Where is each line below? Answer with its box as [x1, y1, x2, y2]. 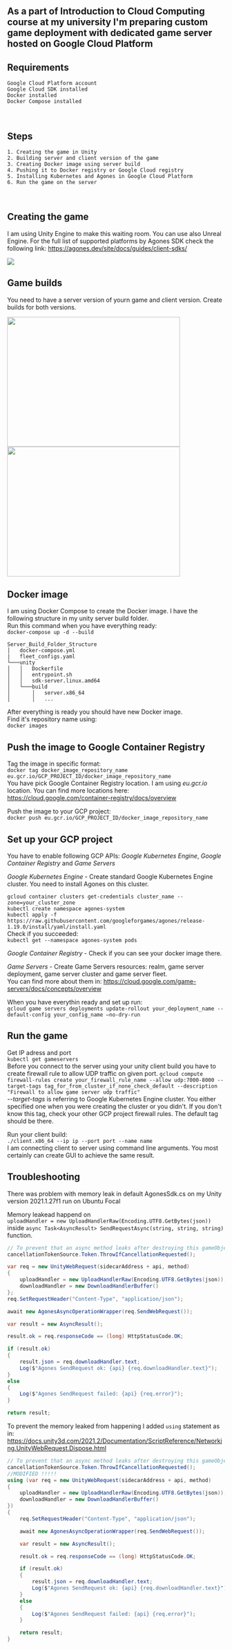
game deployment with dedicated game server [7, 27, 213, 39]
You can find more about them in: [7, 977, 102, 986]
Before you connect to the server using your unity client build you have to [7, 1062, 216, 1070]
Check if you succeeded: [7, 930, 79, 938]
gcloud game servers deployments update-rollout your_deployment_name [7, 1005, 215, 1013]
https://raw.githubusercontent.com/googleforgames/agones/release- [7, 917, 206, 925]
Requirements [7, 62, 69, 73]
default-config [7, 1011, 51, 1018]
